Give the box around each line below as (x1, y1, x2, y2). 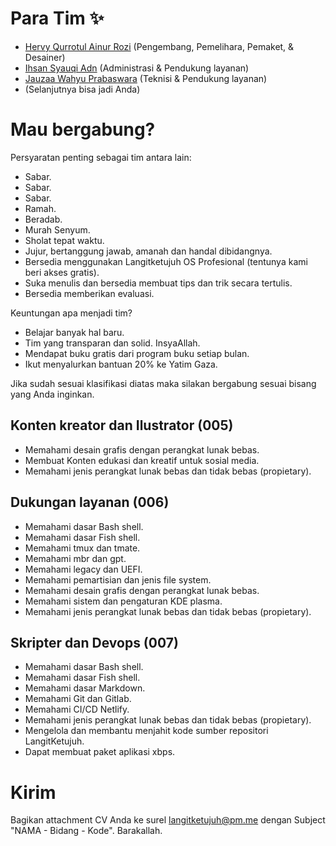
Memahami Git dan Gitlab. (24, 693, 132, 705)
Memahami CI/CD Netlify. (24, 703, 130, 716)
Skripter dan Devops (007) (10, 634, 179, 651)
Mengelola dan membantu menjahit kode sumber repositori (24, 725, 269, 737)
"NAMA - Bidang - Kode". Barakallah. (10, 825, 163, 837)
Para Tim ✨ (10, 7, 105, 30)
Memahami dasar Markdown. (24, 682, 146, 694)
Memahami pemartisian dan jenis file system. (24, 573, 212, 586)
